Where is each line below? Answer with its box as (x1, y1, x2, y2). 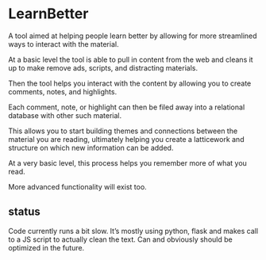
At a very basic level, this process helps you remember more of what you (8, 158, 248, 167)
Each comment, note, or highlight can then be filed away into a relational (8, 102, 245, 112)
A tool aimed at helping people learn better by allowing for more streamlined (8, 31, 257, 40)
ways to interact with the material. (8, 39, 119, 48)
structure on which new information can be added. (8, 143, 174, 152)
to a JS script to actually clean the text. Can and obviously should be (8, 235, 233, 244)
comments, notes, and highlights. (8, 86, 118, 96)
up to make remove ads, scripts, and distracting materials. (8, 63, 199, 72)
